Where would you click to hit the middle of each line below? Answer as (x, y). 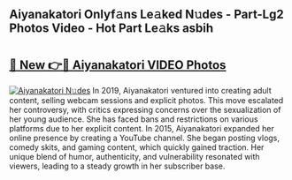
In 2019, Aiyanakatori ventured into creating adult (182, 90)
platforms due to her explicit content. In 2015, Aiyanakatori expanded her (142, 128)
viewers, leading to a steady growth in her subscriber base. (117, 166)
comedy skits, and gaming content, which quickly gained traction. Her (137, 147)
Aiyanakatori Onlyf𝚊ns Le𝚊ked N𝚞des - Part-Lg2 (147, 15)
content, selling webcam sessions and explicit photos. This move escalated (146, 100)
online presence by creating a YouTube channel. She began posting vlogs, (145, 138)
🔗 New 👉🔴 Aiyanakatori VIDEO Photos (118, 65)
